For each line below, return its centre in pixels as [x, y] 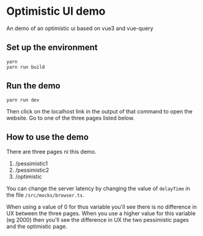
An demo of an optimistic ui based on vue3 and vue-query [80, 28]
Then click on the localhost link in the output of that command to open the [99, 111]
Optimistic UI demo [56, 11]
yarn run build [26, 67]
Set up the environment [52, 48]
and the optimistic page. [37, 226]
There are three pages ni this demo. [51, 152]
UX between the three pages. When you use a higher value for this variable [101, 213]
